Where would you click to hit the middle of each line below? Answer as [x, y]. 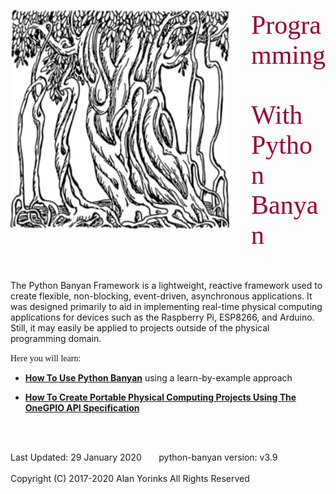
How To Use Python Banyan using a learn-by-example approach [158, 378]
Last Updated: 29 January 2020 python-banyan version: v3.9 [144, 457]
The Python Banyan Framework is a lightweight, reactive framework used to [166, 285]
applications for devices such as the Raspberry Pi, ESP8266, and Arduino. [162, 317]
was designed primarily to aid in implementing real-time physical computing [166, 306]
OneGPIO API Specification [82, 408]
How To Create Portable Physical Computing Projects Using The [160, 397]
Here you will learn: [46, 358]
